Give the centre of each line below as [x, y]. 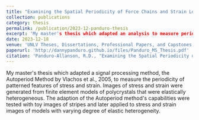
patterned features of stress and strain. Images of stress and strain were [94, 85]
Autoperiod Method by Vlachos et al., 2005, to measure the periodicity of [95, 79]
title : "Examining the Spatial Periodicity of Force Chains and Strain [96, 12]
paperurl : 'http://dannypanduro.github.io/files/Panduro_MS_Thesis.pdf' [98, 50]
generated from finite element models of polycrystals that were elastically [96, 91]
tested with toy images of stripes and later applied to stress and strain [91, 104]
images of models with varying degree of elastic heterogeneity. [84, 110]
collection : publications [38, 17]
